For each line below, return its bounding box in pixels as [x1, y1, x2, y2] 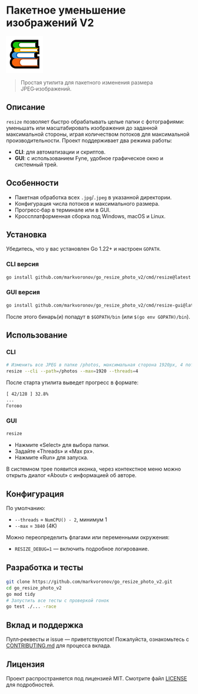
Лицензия [6, 659, 45, 669]
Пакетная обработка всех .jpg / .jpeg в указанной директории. [14, 193, 172, 201]
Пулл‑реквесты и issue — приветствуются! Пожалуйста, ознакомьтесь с [6, 636, 190, 643]
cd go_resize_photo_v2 [6, 585, 62, 591]
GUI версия [6, 288, 40, 296]
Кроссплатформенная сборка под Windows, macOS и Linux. [14, 212, 166, 219]
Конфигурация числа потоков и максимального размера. [14, 200, 160, 207]
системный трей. [14, 161, 58, 168]
